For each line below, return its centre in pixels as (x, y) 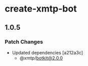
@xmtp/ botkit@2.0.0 (41, 58)
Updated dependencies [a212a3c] (48, 52)
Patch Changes (24, 42)
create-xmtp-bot (41, 9)
